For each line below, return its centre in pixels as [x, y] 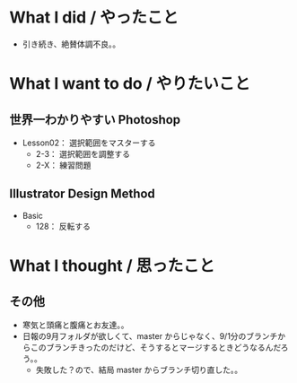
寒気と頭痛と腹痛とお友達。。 [75, 325]
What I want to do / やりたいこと [130, 84]
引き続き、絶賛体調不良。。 [71, 44]
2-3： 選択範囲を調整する [83, 153]
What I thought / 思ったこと [112, 265]
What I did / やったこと [94, 17]
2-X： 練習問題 [63, 165]
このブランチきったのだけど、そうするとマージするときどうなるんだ [155, 347]
